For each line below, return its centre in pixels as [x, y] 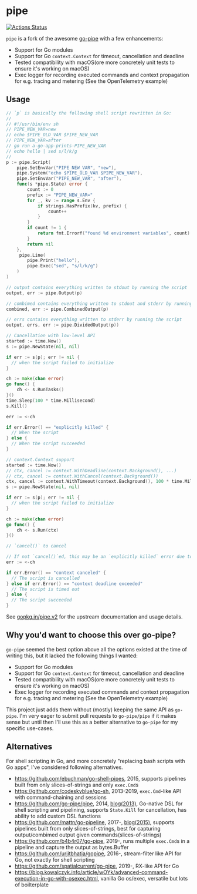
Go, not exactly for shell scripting [55, 859]
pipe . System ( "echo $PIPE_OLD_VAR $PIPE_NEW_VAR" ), [80, 173]
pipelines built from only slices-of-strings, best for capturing [87, 828]
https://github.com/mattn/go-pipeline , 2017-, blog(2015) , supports [94, 822]
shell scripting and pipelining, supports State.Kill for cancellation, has [101, 809]
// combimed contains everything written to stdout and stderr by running [99, 304]
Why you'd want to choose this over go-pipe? [91, 635]
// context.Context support [40, 459]
